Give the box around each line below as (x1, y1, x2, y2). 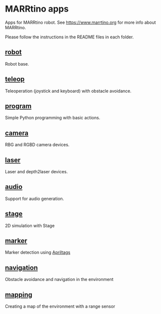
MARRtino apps (5, 3, 69, 15)
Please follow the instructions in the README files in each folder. (5, 34, 134, 40)
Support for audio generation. (5, 196, 64, 201)
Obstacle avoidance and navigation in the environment (5, 277, 114, 282)
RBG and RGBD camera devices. (5, 142, 70, 148)
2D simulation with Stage (5, 222, 55, 229)
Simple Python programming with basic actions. (5, 115, 101, 121)
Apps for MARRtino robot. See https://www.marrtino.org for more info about (5, 19, 156, 25)
